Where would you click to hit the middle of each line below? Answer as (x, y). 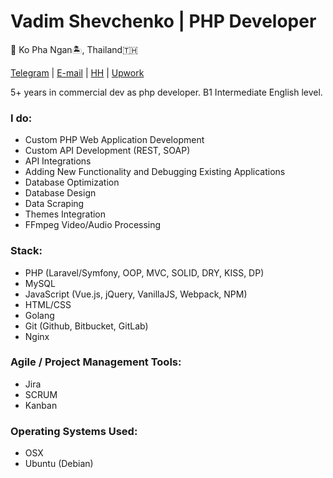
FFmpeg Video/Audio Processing (93, 225)
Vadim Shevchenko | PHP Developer (163, 21)
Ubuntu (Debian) (59, 464)
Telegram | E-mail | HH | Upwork (77, 72)
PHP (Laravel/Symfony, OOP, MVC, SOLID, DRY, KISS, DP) (144, 272)
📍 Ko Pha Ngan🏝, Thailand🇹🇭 (74, 49)
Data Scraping (54, 204)
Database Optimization (72, 182)
